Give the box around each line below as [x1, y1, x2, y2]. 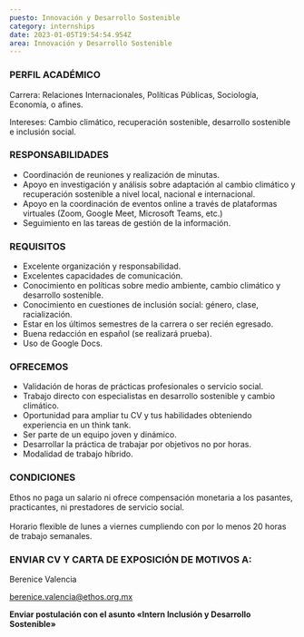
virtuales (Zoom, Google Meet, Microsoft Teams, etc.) [22, 208, 223, 219]
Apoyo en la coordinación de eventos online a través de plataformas [22, 198, 278, 209]
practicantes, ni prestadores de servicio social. [9, 501, 184, 513]
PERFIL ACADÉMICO [9, 69, 102, 82]
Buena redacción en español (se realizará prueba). [22, 328, 212, 339]
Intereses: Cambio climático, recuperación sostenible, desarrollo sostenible [9, 116, 291, 127]
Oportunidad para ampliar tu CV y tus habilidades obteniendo [22, 410, 252, 421]
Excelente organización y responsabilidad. [22, 260, 181, 272]
